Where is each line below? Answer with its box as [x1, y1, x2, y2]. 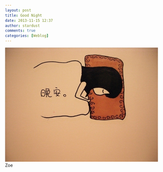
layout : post [5, 8, 32, 13]
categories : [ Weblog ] [5, 33, 49, 38]
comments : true [5, 28, 36, 33]
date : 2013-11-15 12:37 [5, 18, 53, 23]
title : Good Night [5, 13, 42, 18]
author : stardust [5, 23, 40, 28]
